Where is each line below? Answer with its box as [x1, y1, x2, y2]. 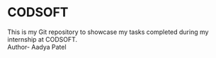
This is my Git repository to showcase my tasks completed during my [7, 28, 209, 36]
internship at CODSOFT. [7, 35, 78, 43]
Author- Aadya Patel [7, 42, 67, 51]
